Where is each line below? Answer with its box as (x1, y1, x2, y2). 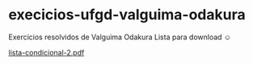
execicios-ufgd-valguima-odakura (8, 6, 246, 24)
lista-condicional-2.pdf (8, 47, 85, 57)
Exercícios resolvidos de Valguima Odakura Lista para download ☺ (8, 32, 232, 42)
